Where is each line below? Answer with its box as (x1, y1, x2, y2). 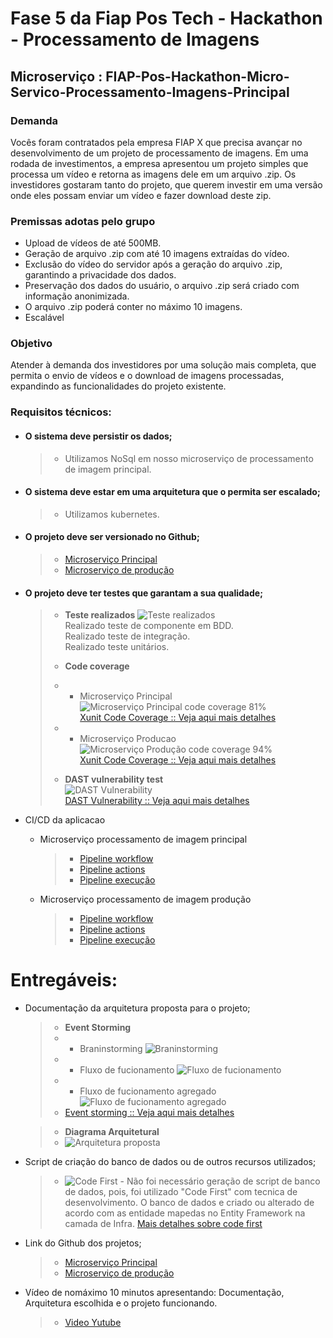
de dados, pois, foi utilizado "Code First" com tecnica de (64, 1186, 298, 1198)
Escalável (24, 312, 65, 324)
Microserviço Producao (79, 733, 177, 745)
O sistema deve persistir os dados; (24, 430, 173, 442)
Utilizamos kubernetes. (64, 508, 160, 520)
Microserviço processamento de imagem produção (39, 893, 252, 906)
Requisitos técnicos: (10, 405, 112, 419)
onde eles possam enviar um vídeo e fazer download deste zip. (10, 189, 272, 201)
